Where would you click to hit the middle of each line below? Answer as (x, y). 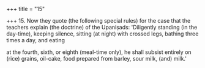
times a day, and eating (36, 40)
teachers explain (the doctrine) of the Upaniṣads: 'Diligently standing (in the (102, 27)
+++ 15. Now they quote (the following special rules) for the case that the (99, 21)
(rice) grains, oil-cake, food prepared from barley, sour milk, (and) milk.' (96, 59)
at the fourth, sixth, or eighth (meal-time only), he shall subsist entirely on (99, 52)
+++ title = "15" (26, 9)
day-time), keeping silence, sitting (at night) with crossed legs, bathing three (102, 34)
